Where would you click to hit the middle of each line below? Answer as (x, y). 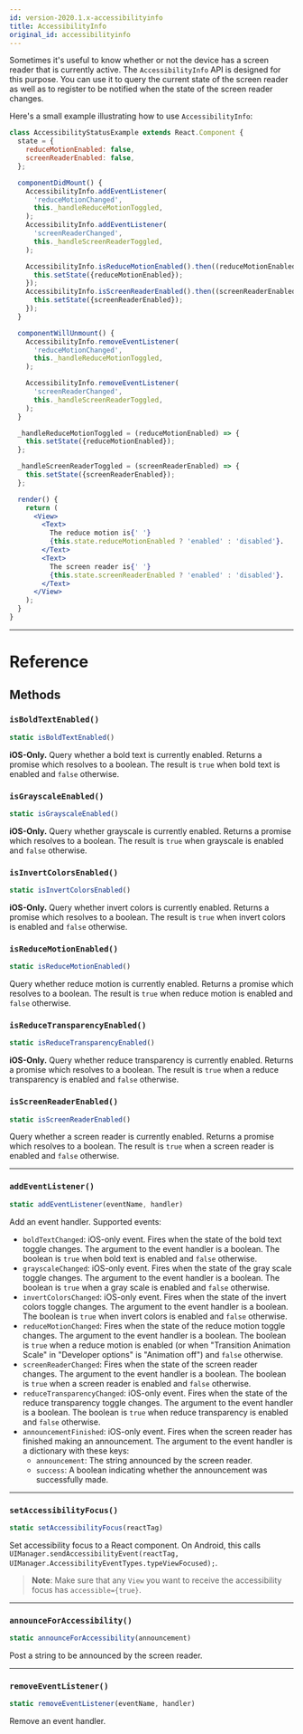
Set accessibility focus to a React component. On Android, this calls (135, 1545)
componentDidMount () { (60, 183)
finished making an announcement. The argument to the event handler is (157, 1441)
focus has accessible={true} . (86, 1589)
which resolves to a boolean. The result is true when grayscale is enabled (147, 840)
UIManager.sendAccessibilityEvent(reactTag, (94, 1554)
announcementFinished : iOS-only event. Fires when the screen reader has (157, 1431)
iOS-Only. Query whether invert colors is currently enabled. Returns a (139, 907)
